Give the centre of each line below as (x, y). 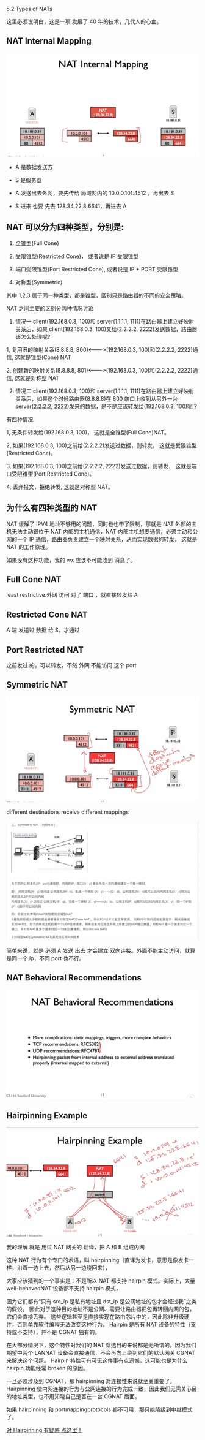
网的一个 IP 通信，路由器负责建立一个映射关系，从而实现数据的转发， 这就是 (102, 539)
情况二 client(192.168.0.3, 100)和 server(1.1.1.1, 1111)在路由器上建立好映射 (104, 391)
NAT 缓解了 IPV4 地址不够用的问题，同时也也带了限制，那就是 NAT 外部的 (99, 524)
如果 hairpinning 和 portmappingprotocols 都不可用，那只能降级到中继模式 (100, 1409)
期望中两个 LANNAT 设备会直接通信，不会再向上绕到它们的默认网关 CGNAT (101, 1352)
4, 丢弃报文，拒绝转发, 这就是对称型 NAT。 (60, 487)
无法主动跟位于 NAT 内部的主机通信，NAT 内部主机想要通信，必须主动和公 (105, 531)
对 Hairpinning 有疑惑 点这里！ (45, 1430)
